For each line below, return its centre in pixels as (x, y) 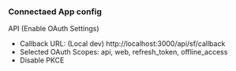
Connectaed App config (55, 12)
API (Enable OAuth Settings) (54, 29)
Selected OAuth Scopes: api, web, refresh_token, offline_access (124, 52)
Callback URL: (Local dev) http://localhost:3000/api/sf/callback (122, 44)
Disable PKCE (42, 60)
